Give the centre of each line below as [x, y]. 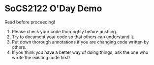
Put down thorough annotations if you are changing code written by [80, 42]
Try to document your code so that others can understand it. [73, 37]
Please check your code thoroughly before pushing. [64, 31]
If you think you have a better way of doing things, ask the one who [80, 52]
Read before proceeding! [30, 22]
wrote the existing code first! [41, 57]
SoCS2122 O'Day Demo [53, 9]
